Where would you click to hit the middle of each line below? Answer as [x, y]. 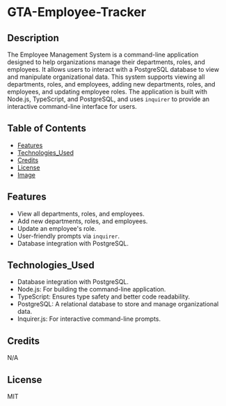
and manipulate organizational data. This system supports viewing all [106, 77]
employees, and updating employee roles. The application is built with [107, 92]
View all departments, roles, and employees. [81, 213]
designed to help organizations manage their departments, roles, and [106, 62]
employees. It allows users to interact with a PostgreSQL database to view [113, 69]
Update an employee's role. [57, 228]
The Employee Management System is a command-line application [103, 54]
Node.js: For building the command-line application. [91, 290]
